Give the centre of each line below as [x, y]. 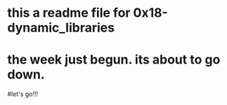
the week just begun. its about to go [114, 60]
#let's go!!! [23, 94]
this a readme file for [69, 13]
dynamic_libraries [61, 28]
